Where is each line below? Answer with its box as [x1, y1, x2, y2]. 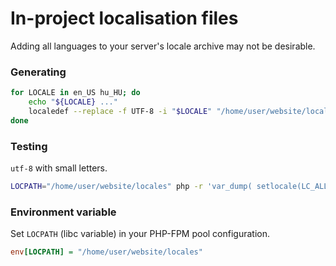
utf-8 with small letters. [10, 162, 108, 174]
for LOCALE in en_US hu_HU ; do [10, 88, 141, 98]
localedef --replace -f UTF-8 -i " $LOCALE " [28, 106, 213, 116]
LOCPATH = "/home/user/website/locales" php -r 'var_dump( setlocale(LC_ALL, [10, 182, 333, 192]
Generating [10, 65, 67, 79]
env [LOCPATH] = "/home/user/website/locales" [10, 247, 203, 257]
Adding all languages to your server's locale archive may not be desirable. [10, 40, 316, 52]
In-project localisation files [10, 7, 239, 30]
